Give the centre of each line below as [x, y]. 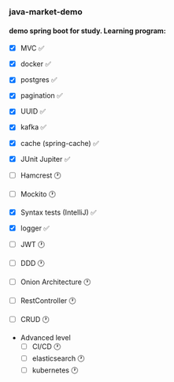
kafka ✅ [33, 127]
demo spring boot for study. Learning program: [87, 31]
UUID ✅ [33, 111]
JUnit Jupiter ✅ [45, 159]
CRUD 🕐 [35, 319]
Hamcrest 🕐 [41, 175]
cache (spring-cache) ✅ [59, 143]
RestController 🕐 [48, 300]
